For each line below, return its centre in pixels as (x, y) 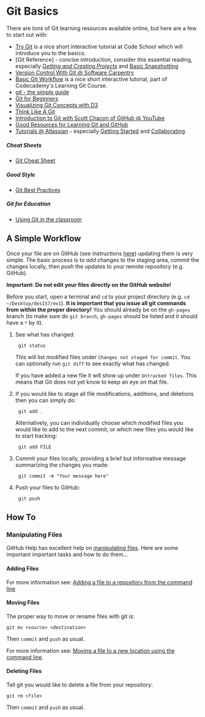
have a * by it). (25, 322)
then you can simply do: (46, 400)
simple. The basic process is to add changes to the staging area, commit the (103, 260)
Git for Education (28, 204)
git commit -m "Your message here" (63, 476)
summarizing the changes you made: (62, 465)
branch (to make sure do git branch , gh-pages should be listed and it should (102, 316)
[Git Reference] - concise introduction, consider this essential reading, (104, 59)
